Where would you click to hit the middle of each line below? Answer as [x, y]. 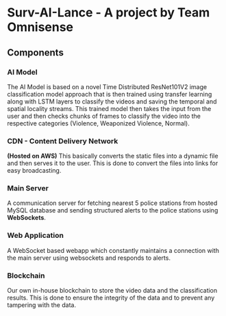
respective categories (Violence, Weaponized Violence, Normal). [98, 123]
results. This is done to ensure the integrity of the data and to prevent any [111, 298]
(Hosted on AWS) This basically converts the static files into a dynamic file [113, 156]
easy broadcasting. [34, 171]
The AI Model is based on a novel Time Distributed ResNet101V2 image [107, 86]
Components [35, 52]
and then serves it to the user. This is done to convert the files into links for [113, 163]
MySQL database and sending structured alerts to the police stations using [113, 210]
